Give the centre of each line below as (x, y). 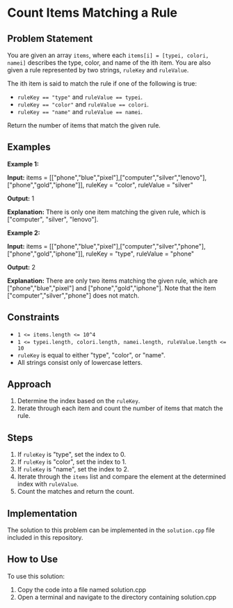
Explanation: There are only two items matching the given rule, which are (112, 281)
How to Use (33, 560)
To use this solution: (36, 576)
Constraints (33, 317)
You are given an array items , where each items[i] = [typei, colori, (108, 55)
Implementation (42, 513)
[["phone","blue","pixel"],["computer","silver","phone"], (127, 246)
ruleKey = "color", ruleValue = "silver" (139, 185)
